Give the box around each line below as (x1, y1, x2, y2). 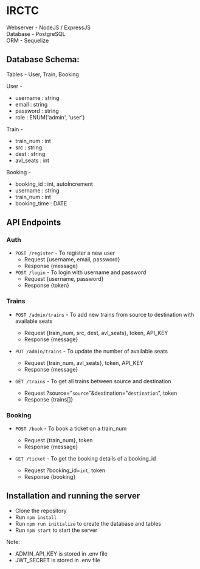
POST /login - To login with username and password (15, 269, 147, 276)
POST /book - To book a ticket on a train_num (15, 425, 127, 433)
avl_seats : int (15, 157, 50, 164)
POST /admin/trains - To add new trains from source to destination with (15, 311, 195, 318)
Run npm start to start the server (15, 526, 98, 534)
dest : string (15, 150, 46, 157)
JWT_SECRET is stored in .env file (15, 556, 100, 564)
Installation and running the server (6, 491, 140, 501)
